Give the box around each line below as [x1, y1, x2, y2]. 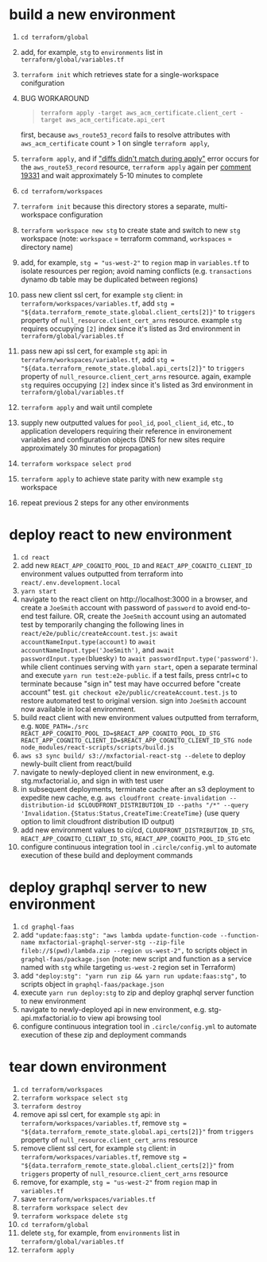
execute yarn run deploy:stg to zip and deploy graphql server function [20, 987, 254, 997]
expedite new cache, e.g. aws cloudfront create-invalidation [20, 793, 226, 802]
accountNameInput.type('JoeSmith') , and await [20, 645, 175, 654]
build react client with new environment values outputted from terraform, [20, 712, 259, 722]
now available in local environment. [20, 704, 136, 714]
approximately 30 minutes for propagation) [20, 443, 161, 453]
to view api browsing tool [79, 1013, 161, 1022]
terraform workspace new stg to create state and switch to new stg [20, 225, 241, 235]
